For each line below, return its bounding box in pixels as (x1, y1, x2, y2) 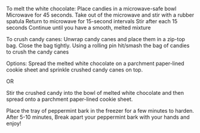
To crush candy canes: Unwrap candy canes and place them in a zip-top (6, 36, 185, 42)
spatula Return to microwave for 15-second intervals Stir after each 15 (6, 18, 178, 24)
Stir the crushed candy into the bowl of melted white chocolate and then (6, 89, 184, 96)
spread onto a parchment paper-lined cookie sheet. (6, 95, 133, 103)
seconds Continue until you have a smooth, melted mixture (6, 24, 151, 31)
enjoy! (6, 120, 21, 127)
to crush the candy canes (6, 48, 69, 55)
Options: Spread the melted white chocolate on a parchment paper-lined (6, 60, 184, 67)
